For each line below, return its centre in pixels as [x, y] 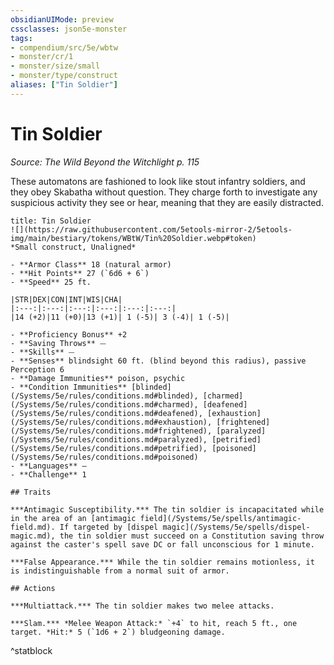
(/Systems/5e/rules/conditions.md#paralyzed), [109, 439]
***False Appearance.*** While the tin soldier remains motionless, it [162, 562]
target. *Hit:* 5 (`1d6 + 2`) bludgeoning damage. [118, 632]
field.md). [33, 527]
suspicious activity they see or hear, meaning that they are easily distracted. [167, 202]
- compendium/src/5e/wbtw [64, 47]
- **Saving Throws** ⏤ [58, 343]
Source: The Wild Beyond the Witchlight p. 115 [105, 162]
